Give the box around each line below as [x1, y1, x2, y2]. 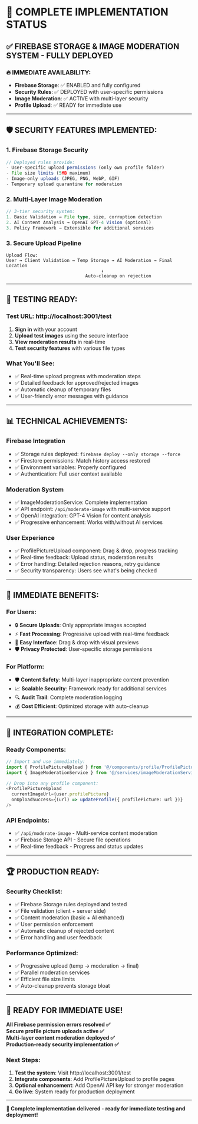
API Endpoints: [6, 816, 50, 824]
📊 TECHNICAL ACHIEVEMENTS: [6, 416, 128, 427]
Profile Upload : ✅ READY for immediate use [14, 101, 122, 109]
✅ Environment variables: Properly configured [14, 463, 127, 471]
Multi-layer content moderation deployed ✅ [6, 1034, 115, 1041]
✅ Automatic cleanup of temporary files [14, 386, 111, 393]
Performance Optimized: [6, 949, 78, 957]
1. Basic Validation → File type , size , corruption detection [6, 214, 162, 220]
